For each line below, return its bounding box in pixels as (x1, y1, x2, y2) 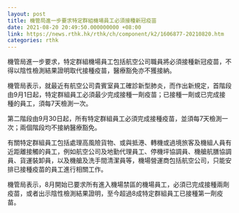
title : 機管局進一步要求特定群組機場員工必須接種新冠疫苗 (7, 17, 157, 24)
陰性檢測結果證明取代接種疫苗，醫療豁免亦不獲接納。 (19, 66, 176, 75)
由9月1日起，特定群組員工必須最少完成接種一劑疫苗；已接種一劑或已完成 (7, 90, 220, 99)
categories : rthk (7, 37, 59, 44)
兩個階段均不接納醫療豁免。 (19, 123, 101, 132)
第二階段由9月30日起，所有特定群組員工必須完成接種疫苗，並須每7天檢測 (7, 115, 223, 123)
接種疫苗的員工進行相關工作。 (19, 165, 107, 174)
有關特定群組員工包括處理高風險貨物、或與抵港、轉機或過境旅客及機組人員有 (7, 138, 232, 147)
